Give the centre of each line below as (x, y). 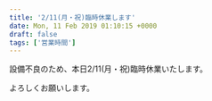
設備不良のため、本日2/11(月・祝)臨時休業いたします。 (108, 69)
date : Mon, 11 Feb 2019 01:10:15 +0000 (83, 26)
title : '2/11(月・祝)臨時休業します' (73, 17)
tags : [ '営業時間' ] (43, 42)
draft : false (33, 34)
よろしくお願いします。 (52, 88)
